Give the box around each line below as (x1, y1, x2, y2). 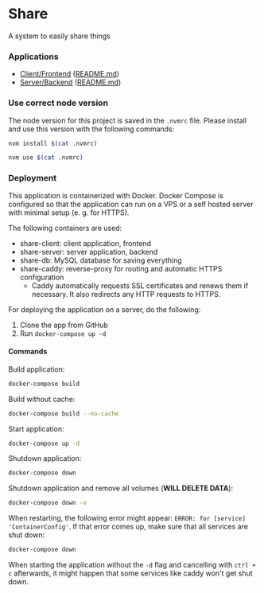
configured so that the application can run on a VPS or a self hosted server (8, 199, 254, 209)
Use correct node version (8, 97, 109, 108)
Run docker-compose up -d (19, 328, 107, 338)
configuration (19, 272, 64, 282)
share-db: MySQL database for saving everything (19, 256, 182, 265)
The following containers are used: (8, 223, 122, 232)
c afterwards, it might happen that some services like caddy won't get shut (8, 568, 253, 578)
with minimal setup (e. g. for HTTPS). (8, 208, 130, 217)
